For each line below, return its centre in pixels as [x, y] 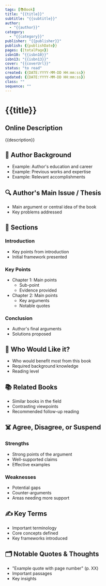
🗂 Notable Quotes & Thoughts [52, 554]
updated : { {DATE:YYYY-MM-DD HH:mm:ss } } [45, 77]
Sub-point [29, 285]
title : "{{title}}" [25, 14]
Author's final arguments [37, 329]
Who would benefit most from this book [52, 361]
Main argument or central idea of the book [54, 207]
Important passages [32, 573]
